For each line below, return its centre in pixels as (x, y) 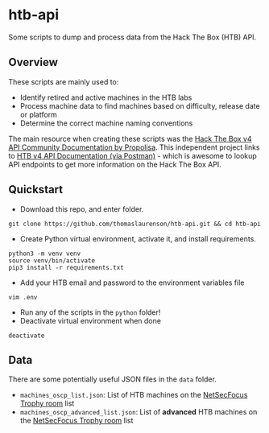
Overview (33, 62)
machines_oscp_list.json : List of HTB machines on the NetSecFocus (134, 395)
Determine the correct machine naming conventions (106, 123)
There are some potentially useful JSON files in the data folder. (113, 379)
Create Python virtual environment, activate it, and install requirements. (138, 238)
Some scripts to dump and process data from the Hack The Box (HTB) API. (132, 37)
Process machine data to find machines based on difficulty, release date (140, 105)
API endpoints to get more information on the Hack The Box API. (115, 164)
